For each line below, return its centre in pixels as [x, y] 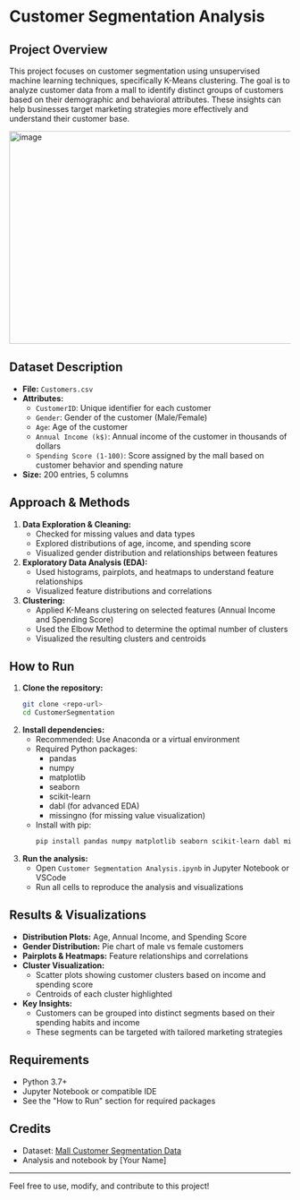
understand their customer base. [70, 119]
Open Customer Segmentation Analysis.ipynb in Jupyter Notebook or [162, 868]
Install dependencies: [63, 730]
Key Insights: [47, 1003]
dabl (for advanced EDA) [94, 806]
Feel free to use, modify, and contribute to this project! [109, 1186]
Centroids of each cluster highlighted [104, 994]
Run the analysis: [55, 859]
